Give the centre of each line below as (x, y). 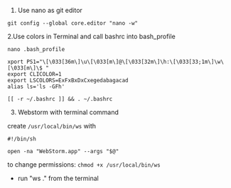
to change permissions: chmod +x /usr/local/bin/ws (84, 165)
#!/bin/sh (22, 139)
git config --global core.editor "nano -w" (73, 23)
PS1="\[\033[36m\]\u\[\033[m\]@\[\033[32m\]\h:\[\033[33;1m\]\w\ (125, 62)
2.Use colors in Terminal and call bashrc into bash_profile (91, 36)
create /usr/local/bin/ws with (52, 126)
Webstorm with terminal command (68, 112)
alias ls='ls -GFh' (36, 87)
